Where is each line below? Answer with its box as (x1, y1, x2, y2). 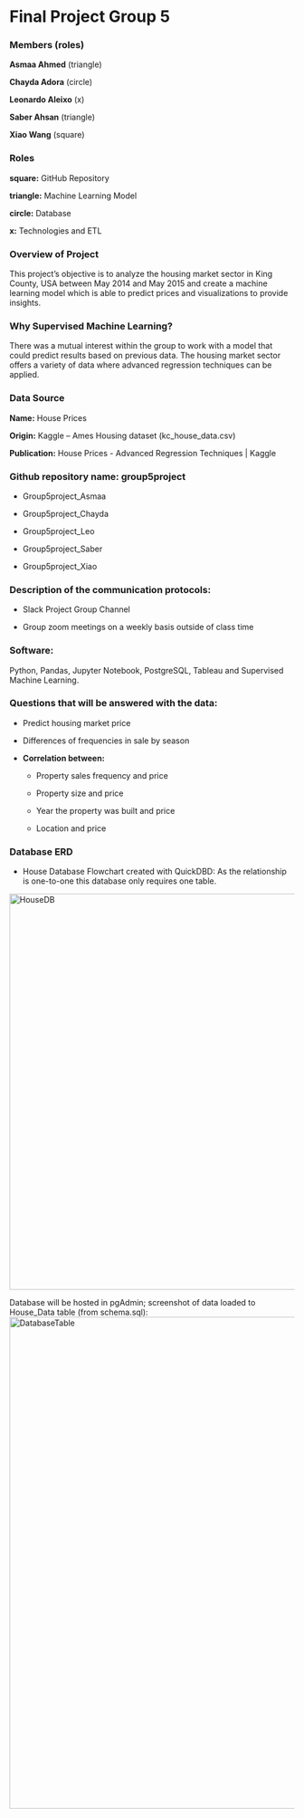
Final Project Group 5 (9, 6, 170, 27)
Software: (9, 645, 54, 657)
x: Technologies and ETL (9, 225, 102, 236)
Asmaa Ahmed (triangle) (9, 59, 102, 70)
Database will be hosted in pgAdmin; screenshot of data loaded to (9, 1297, 256, 1308)
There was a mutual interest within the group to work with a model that (9, 340, 273, 351)
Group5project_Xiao (22, 560, 98, 571)
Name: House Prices (9, 412, 88, 423)
